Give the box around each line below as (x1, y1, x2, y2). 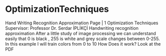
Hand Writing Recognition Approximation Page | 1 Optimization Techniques (5, 20, 159, 26)
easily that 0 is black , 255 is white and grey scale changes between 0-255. (5, 36, 161, 42)
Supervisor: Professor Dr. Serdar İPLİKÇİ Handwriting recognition (5, 25, 139, 31)
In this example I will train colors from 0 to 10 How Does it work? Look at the (5, 41, 161, 47)
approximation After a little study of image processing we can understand (5, 30, 156, 36)
